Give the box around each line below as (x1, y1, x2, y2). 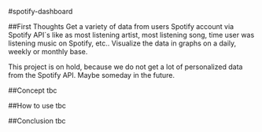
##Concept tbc (8, 86, 57, 95)
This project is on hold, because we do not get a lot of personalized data (8, 62, 243, 71)
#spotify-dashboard (8, 7, 73, 16)
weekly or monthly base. (8, 47, 88, 56)
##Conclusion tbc (8, 116, 66, 125)
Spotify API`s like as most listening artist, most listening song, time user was (8, 31, 255, 39)
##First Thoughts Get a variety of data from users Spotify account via (8, 22, 234, 31)
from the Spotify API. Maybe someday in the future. (8, 71, 175, 79)
